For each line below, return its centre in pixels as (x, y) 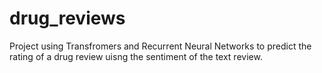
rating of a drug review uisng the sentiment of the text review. (136, 56)
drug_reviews (67, 18)
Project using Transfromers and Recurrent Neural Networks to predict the (160, 46)
